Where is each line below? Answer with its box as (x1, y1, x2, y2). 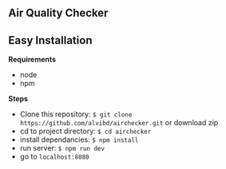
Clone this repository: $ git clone (19, 109, 133, 119)
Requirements (8, 55, 57, 65)
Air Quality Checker (8, 6, 109, 20)
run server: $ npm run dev (19, 143, 105, 153)
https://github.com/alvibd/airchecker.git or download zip (19, 118, 219, 128)
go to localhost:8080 (19, 151, 89, 162)
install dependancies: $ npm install (19, 135, 139, 144)
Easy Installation (8, 33, 93, 47)
